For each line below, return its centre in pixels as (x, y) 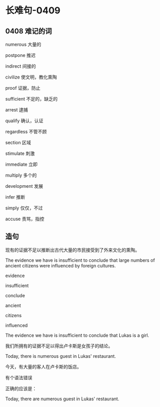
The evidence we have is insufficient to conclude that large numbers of (80, 260)
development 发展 (24, 186)
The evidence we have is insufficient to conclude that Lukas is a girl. (77, 335)
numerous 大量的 (24, 44)
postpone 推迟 (20, 55)
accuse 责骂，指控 (25, 219)
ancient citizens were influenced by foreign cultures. (61, 265)
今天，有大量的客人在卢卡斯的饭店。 (43, 366)
